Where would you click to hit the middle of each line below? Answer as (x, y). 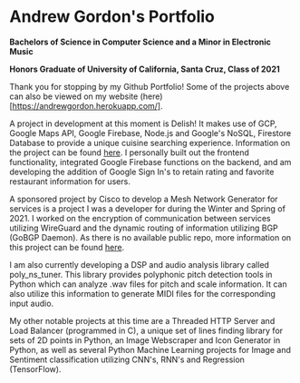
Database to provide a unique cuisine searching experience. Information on (150, 142)
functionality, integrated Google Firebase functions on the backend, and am (150, 162)
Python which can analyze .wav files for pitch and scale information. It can (148, 284)
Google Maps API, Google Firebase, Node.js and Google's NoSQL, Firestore (150, 133)
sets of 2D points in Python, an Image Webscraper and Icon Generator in (145, 340)
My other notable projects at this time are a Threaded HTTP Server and (142, 320)
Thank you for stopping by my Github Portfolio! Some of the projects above (150, 86)
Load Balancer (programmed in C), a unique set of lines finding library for (146, 330)
